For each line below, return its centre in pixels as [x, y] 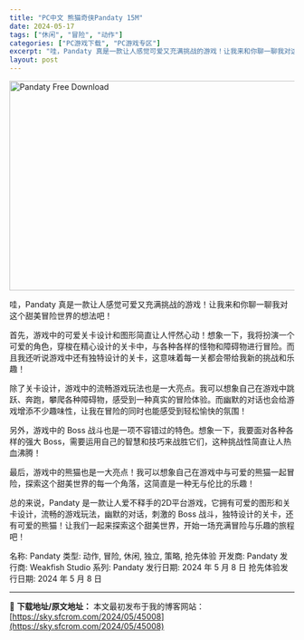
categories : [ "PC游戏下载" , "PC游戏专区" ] [85, 43]
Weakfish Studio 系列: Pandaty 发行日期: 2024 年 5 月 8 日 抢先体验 [155, 567]
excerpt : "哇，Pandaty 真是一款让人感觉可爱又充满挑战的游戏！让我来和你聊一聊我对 [150, 52]
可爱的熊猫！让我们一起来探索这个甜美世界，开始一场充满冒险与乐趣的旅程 [156, 525]
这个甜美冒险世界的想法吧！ [61, 315]
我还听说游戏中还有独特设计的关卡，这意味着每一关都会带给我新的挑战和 [152, 358]
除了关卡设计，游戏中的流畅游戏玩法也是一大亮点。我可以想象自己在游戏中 [148, 388]
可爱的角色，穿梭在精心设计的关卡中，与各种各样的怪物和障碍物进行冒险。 [148, 346]
